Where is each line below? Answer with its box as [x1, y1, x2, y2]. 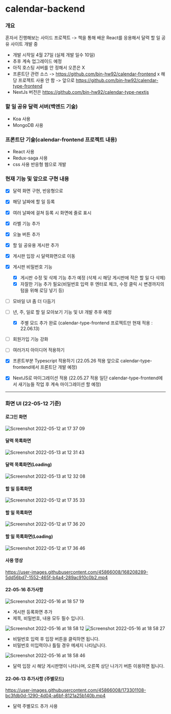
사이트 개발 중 [10, 41, 38, 47]
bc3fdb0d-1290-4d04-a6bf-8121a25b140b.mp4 [5, 693, 106, 699]
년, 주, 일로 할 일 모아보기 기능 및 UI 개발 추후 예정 [12, 309, 112, 315]
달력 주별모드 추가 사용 [12, 703, 58, 709]
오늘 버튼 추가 [12, 231, 40, 237]
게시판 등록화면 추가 [12, 609, 52, 615]
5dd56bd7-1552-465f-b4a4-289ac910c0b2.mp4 [5, 574, 108, 581]
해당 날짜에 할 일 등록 [12, 199, 55, 205]
